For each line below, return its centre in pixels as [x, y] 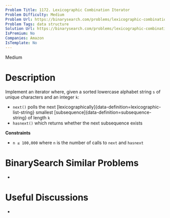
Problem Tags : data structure [37, 24]
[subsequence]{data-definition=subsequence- [103, 112]
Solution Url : [20, 29]
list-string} [24, 112]
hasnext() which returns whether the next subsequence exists [77, 123]
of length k [39, 117]
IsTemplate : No [21, 43]
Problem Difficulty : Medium [35, 15]
